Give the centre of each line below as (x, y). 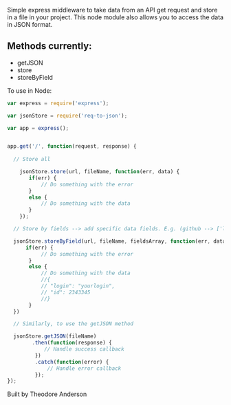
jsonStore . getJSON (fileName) (55, 336)
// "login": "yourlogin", (78, 286)
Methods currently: (49, 46)
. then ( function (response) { (72, 343)
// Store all (32, 160)
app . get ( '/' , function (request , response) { (72, 146)
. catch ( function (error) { (72, 362)
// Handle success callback (84, 349)
